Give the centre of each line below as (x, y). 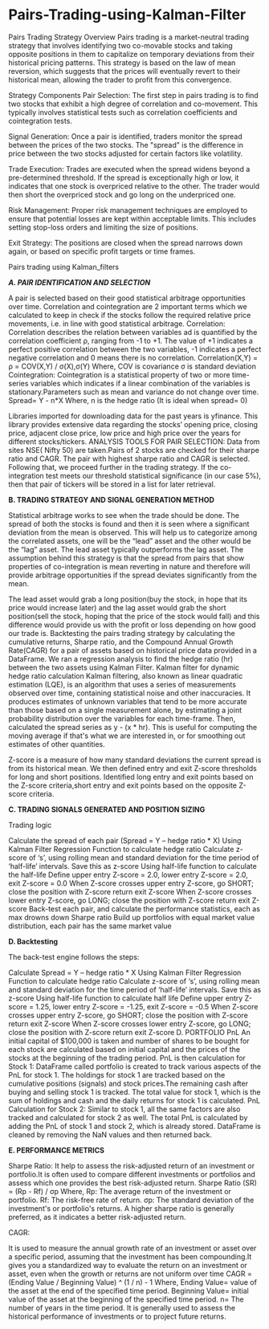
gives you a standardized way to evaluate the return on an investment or (128, 1265)
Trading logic (30, 825)
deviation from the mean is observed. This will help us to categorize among (133, 532)
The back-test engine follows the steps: (74, 956)
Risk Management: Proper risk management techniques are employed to (128, 210)
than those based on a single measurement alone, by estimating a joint (125, 710)
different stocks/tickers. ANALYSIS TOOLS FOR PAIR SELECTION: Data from (134, 441)
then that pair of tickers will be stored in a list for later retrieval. (112, 484)
